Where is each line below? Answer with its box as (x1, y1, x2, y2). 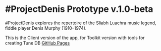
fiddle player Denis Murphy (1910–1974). (5, 25, 87, 31)
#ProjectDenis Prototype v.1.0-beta (5, 3, 154, 15)
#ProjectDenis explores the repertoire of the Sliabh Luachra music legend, (5, 20, 157, 26)
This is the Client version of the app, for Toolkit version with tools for (5, 35, 145, 41)
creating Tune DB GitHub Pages (5, 40, 70, 46)
